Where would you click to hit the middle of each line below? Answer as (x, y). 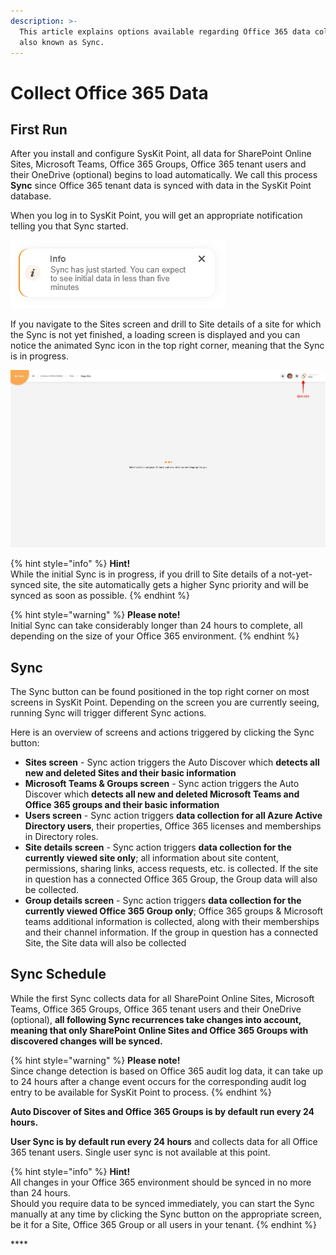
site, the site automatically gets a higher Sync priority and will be (176, 585)
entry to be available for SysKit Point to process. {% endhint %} (141, 1092)
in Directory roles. (61, 836)
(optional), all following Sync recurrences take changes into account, (156, 1019)
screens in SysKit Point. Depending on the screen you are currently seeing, (165, 702)
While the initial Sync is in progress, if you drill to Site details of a (143, 574)
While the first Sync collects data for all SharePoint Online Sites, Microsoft (162, 998)
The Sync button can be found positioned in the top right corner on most (160, 691)
